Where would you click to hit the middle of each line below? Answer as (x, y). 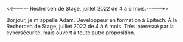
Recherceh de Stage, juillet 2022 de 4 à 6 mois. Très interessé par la (90, 26)
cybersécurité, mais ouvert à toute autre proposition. (71, 33)
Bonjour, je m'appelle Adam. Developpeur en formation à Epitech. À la (92, 20)
